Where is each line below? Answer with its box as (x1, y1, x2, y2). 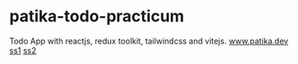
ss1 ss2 (9, 44, 37, 55)
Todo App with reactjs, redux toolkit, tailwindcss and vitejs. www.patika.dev (9, 36, 289, 46)
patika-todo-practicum (9, 6, 185, 27)
